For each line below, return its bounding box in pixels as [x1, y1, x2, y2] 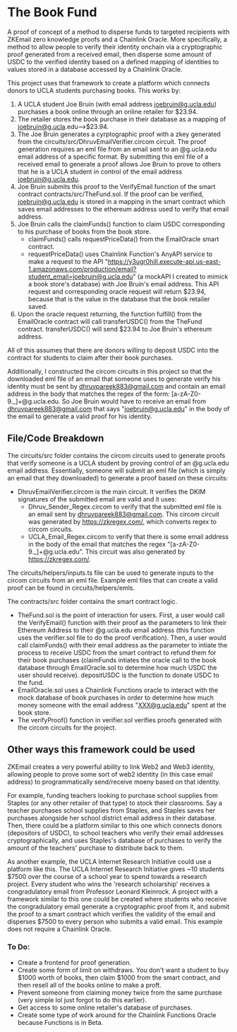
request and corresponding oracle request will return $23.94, [28, 287, 207, 296]
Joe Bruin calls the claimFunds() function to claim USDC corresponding [17, 219, 226, 228]
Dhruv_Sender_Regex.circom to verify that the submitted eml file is [28, 502, 222, 511]
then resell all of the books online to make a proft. [17, 981, 162, 989]
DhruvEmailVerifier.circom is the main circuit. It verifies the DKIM [17, 487, 206, 496]
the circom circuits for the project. [17, 723, 117, 731]
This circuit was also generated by [85, 547, 186, 556]
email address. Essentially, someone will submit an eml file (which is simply [7, 466, 226, 475]
